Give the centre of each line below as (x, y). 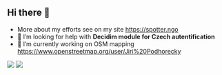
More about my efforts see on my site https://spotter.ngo (98, 29)
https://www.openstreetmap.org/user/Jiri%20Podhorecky (99, 51)
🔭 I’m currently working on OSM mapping (75, 44)
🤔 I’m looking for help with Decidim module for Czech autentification (116, 36)
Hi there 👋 (29, 13)
